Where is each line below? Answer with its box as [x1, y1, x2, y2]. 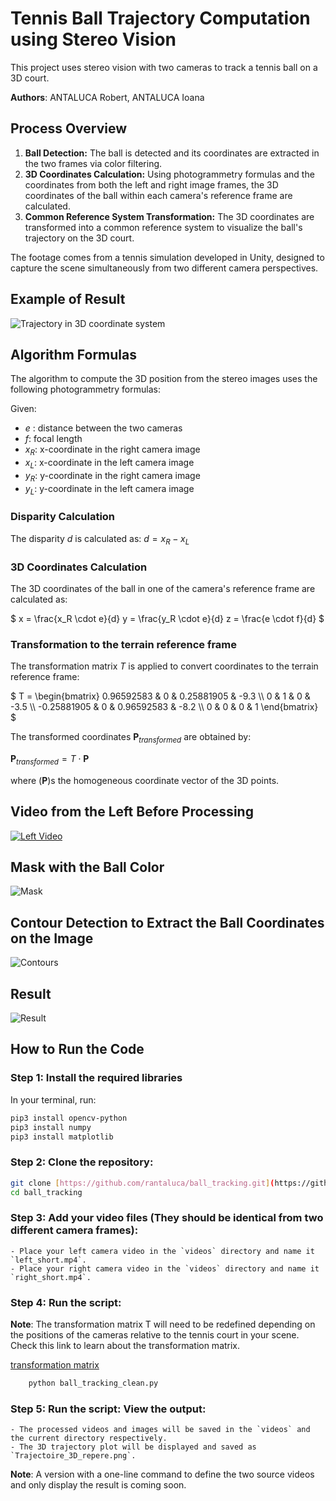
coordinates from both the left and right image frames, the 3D [24, 178, 279, 191]
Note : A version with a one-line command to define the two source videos [10, 1468, 315, 1481]
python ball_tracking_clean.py [28, 1378, 159, 1389]
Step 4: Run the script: [10, 1295, 122, 1309]
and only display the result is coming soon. [10, 1479, 187, 1491]
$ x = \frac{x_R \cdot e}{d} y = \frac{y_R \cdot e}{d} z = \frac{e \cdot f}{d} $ [10, 612, 325, 624]
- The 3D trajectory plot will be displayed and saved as [10, 1442, 257, 1452]
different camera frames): [10, 1223, 139, 1237]
